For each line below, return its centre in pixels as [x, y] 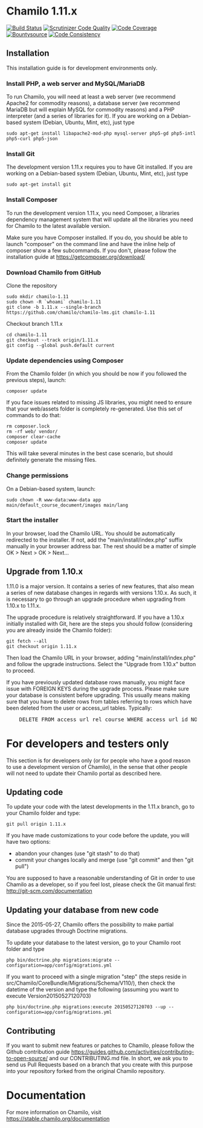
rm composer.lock [28, 426]
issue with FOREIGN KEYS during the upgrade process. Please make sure [98, 689]
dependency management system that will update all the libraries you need [100, 219]
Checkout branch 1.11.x [34, 323]
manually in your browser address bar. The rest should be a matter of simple [101, 546]
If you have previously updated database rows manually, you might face [96, 682]
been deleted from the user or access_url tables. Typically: [79, 708]
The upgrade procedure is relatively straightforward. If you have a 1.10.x [95, 617]
